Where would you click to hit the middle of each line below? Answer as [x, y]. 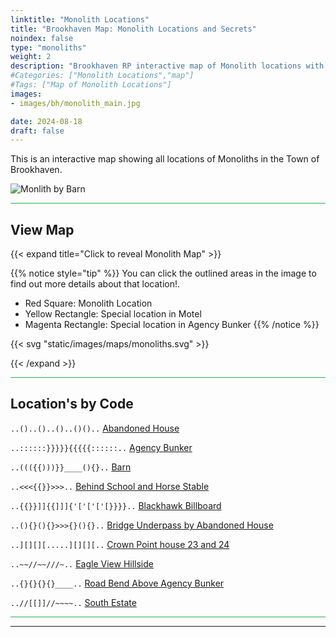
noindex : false [42, 38]
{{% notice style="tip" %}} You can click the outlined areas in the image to [163, 273]
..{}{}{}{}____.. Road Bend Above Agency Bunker [117, 583]
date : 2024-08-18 [46, 121]
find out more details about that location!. [95, 284]
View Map [42, 229]
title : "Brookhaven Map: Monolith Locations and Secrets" [133, 29]
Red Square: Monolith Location [88, 303]
